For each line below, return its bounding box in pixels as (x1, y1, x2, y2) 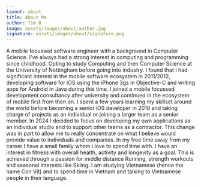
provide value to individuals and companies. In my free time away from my (6, 136, 190, 143)
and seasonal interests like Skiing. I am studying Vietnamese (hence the (6, 162, 184, 169)
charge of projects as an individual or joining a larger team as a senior (6, 111, 179, 118)
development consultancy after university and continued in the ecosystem (6, 92, 190, 99)
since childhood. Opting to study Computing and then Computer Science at (6, 60, 193, 68)
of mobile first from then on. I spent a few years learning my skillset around (6, 98, 192, 105)
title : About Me (6, 14, 47, 20)
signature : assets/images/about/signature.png (6, 31, 125, 37)
